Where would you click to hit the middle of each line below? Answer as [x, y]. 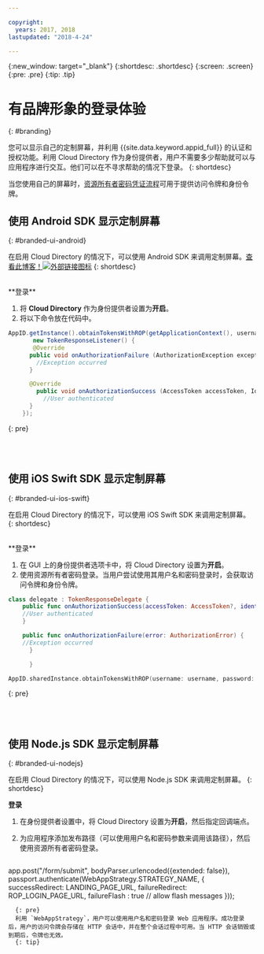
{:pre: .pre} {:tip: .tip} [42, 75]
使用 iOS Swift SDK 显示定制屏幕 [87, 479]
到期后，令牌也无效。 [37, 935]
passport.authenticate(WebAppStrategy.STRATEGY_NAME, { [106, 879]
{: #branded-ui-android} [47, 240]
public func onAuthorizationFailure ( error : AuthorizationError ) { [133, 636]
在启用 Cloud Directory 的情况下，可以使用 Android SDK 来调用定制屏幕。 [127, 257]
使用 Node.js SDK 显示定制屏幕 [84, 744]
